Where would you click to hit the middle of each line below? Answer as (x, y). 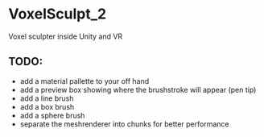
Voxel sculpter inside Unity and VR (66, 36)
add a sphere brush (52, 115)
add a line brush (47, 98)
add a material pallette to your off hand (85, 81)
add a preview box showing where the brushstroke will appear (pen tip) (138, 89)
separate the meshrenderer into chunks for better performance (124, 124)
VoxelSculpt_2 (58, 14)
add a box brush (47, 106)
